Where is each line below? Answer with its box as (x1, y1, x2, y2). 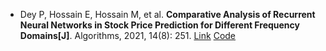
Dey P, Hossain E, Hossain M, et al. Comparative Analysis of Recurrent (19, 9, 316, 20)
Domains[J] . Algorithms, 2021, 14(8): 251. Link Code (19, 30, 237, 41)
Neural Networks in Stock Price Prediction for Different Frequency (19, 19, 300, 31)
